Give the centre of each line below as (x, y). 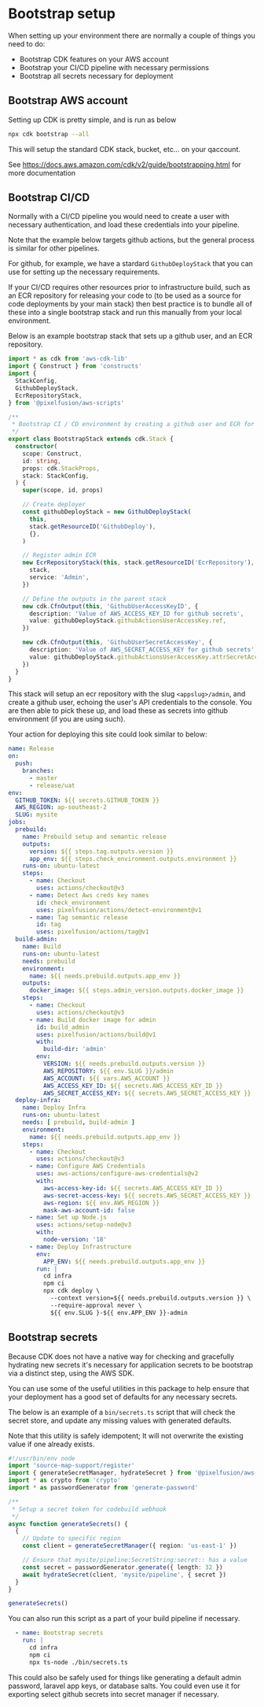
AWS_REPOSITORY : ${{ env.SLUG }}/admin (108, 1071)
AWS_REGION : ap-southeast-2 (61, 807)
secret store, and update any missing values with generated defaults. (120, 1420)
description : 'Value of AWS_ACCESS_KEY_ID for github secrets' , (136, 614)
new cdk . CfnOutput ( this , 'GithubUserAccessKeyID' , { (110, 606)
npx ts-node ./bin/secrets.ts (78, 1662)
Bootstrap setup (62, 14)
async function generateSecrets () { (68, 1524)
